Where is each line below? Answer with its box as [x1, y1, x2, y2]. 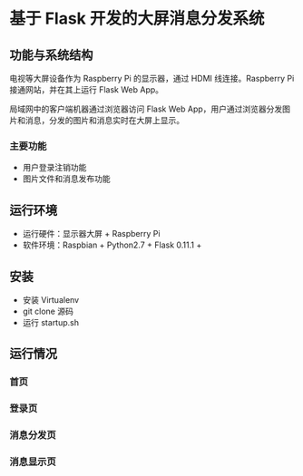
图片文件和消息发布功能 [22, 173, 111, 184]
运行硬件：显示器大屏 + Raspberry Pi [22, 228, 161, 239]
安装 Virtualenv [22, 294, 80, 305]
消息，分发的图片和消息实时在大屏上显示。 [24, 115, 184, 125]
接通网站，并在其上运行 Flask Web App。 [9, 84, 164, 95]
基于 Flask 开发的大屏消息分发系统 [9, 8, 265, 29]
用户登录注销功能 [22, 162, 87, 173]
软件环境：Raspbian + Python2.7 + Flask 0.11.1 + [22, 239, 202, 250]
